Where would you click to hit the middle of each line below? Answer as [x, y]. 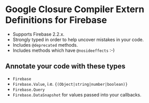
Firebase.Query [29, 90]
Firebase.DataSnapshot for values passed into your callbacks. [77, 94]
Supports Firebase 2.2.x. [38, 34]
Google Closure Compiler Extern [75, 9]
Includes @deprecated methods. [45, 45]
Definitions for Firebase [56, 20]
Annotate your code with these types [65, 66]
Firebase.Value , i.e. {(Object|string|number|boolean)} [70, 84]
